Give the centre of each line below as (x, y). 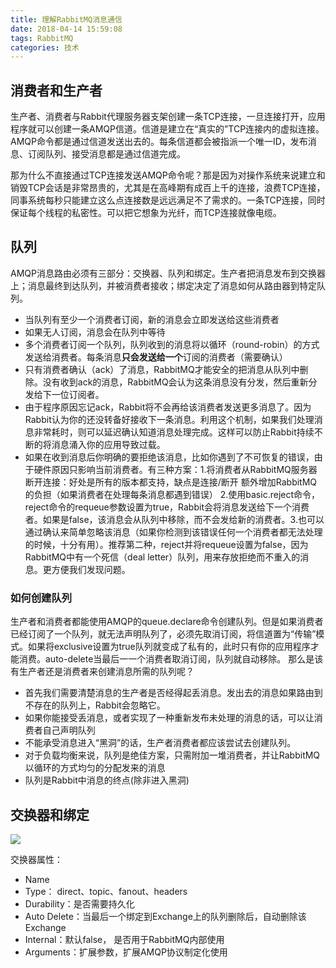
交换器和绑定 (50, 814)
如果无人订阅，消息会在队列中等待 (95, 332)
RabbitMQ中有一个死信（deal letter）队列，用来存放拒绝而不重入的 (162, 557)
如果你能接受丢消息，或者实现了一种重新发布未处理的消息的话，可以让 (169, 718)
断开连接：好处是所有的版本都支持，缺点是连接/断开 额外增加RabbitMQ (171, 482)
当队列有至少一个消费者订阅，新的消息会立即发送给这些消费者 (152, 319)
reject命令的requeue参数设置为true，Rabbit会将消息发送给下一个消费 (167, 507)
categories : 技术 (45, 47)
